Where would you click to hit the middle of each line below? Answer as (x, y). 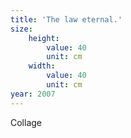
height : (44, 38)
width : (42, 66)
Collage (26, 122)
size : (21, 29)
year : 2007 (33, 94)
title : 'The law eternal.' (66, 19)
